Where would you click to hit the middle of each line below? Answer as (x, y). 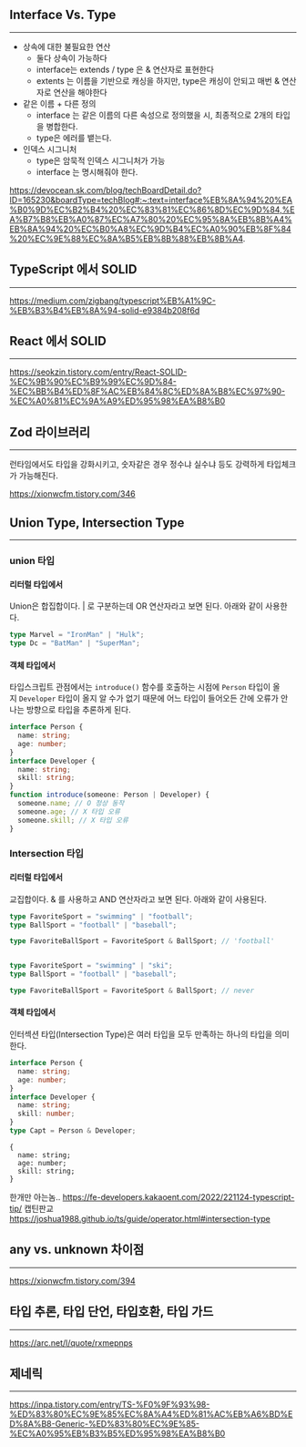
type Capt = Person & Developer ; (73, 1131)
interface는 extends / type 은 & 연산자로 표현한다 (125, 69)
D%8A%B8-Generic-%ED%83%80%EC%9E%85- (105, 1424)
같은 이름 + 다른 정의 (59, 103)
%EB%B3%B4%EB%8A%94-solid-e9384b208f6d (105, 310)
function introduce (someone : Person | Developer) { (109, 795)
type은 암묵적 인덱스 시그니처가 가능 (101, 160)
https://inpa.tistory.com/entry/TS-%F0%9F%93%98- (110, 1405)
